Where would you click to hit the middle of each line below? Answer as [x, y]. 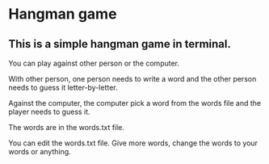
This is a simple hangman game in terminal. [120, 44]
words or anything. [40, 151]
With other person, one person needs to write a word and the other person [132, 79]
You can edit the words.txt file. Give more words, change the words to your [133, 143]
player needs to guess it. [49, 111]
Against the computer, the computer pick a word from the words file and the [134, 103]
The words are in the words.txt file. [67, 127]
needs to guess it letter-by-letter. [63, 87]
